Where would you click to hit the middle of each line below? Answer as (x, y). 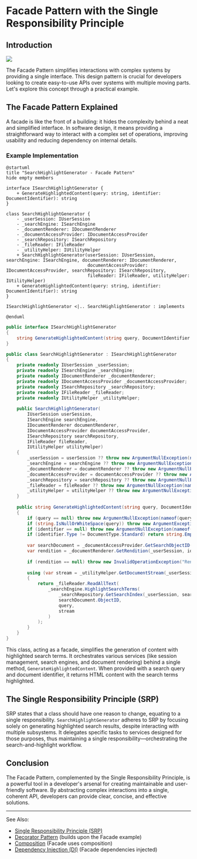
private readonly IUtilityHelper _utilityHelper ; (79, 398)
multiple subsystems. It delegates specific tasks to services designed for (94, 732)
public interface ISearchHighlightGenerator (61, 327)
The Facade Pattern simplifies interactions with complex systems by (89, 70)
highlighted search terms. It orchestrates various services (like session (91, 656)
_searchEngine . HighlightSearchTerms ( (94, 589)
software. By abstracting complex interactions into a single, (98, 790)
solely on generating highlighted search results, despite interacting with (93, 726)
